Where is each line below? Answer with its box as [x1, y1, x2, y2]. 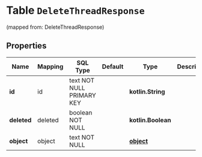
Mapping [37, 62, 64, 71]
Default [102, 62, 124, 71]
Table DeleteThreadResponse [6, 4, 145, 17]
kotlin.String [129, 87, 165, 96]
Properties [6, 41, 47, 51]
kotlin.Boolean [129, 116, 171, 124]
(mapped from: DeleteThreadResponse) [6, 23, 105, 31]
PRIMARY [69, 91, 96, 99]
